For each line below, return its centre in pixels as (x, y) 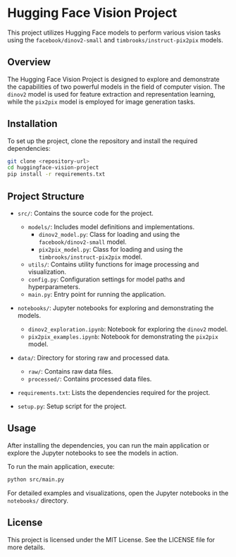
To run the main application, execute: (61, 466)
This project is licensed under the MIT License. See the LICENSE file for (111, 539)
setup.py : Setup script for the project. (72, 406)
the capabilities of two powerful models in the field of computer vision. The (116, 87)
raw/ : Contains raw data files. (70, 371)
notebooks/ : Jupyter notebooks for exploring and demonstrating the (116, 308)
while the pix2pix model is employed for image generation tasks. (101, 102)
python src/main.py (36, 479)
